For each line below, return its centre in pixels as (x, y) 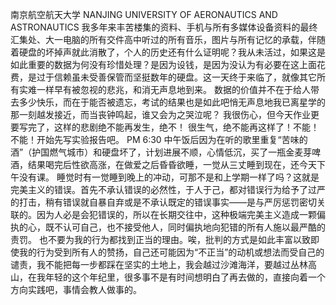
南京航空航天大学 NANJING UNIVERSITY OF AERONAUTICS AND (144, 14)
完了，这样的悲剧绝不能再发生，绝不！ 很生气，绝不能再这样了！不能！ (173, 127)
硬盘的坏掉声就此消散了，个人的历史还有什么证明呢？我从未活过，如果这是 (172, 52)
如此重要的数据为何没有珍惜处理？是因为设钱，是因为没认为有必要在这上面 (163, 64)
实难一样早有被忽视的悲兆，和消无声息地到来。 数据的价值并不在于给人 (164, 89)
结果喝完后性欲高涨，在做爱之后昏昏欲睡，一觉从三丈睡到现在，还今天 (172, 164)
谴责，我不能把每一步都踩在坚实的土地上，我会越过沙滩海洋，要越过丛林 (159, 264)
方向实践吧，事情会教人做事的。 (76, 289)
